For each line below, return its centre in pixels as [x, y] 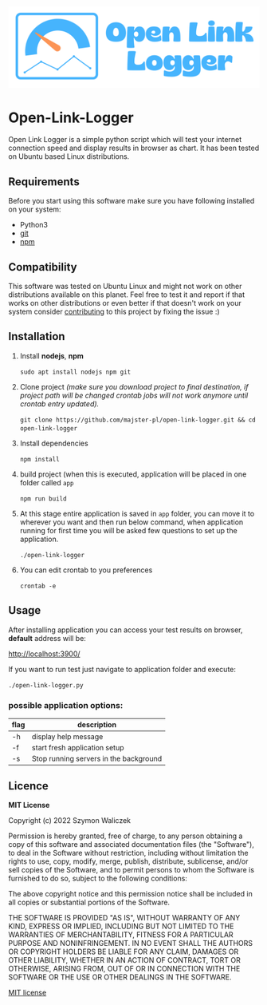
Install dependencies [54, 443]
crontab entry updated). [59, 404]
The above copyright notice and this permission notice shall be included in [130, 894]
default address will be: [47, 638]
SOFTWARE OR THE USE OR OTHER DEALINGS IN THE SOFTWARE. [120, 977]
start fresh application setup [78, 747]
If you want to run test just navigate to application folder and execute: [122, 669]
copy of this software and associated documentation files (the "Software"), [132, 845]
